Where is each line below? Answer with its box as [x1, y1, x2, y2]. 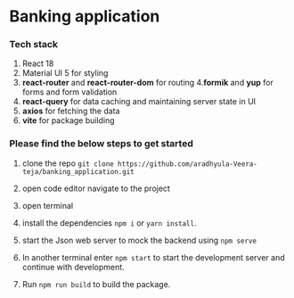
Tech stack [9, 38, 58, 51]
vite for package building [21, 115, 115, 126]
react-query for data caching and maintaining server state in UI [21, 96, 257, 107]
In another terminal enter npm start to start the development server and [21, 252, 285, 262]
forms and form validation [21, 87, 118, 97]
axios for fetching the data [21, 105, 120, 117]
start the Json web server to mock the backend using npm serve [21, 235, 257, 245]
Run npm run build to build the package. [21, 278, 171, 289]
